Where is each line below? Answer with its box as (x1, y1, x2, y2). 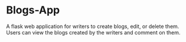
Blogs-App (6, 3, 60, 17)
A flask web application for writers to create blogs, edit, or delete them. (6, 23, 180, 30)
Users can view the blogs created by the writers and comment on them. (6, 29, 181, 36)
